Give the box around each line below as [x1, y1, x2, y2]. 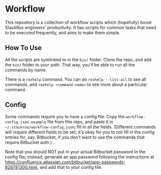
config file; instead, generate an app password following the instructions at [5, 154, 154, 159]
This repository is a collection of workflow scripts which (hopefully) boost [5, 19, 152, 25]
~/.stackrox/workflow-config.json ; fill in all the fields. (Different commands [5, 124, 156, 129]
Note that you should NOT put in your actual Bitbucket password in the [5, 149, 146, 155]
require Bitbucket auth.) [5, 139, 52, 145]
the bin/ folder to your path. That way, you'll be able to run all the [5, 62, 135, 67]
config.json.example [5, 120, 47, 125]
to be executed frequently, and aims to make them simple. [5, 30, 121, 35]
